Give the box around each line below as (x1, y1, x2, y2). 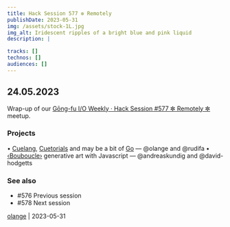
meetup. (7, 111, 31, 120)
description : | (7, 36, 51, 43)
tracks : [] (7, 48, 38, 55)
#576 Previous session (16, 191, 82, 200)
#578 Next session (16, 199, 71, 207)
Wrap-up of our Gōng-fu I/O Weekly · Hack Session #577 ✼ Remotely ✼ (7, 104, 211, 112)
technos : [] (7, 54, 41, 62)
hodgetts (7, 158, 33, 167)
